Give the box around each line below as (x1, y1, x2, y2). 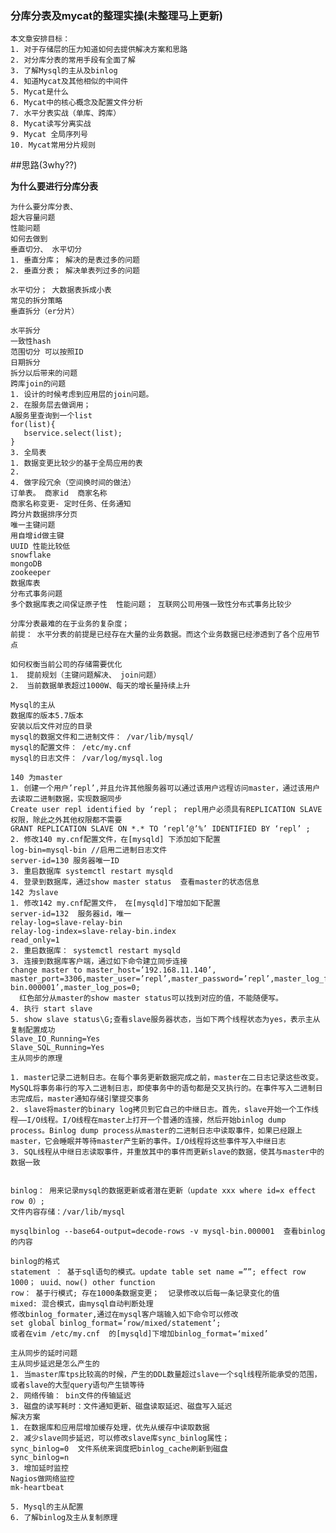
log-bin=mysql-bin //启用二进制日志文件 (10, 845, 168, 856)
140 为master (10, 773, 63, 783)
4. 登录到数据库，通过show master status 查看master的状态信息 (10, 877, 260, 887)
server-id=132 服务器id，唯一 (10, 909, 132, 919)
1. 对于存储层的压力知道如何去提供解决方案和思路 (10, 45, 188, 55)
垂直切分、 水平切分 (10, 245, 83, 255)
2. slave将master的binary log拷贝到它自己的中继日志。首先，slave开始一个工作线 (10, 1105, 319, 1115)
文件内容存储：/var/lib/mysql (10, 1207, 126, 1217)
